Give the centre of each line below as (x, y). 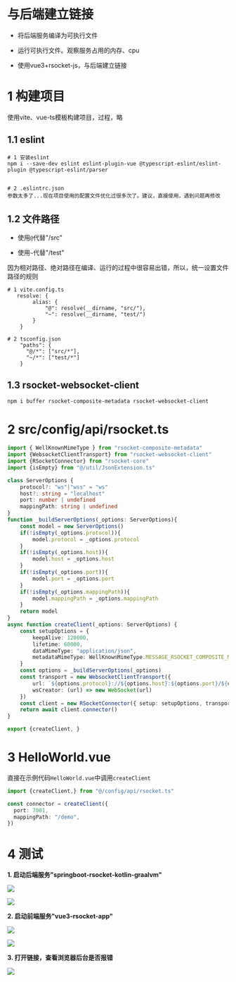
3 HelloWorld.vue (59, 757)
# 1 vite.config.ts (36, 290)
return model (39, 612)
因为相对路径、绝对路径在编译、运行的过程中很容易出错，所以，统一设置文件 (118, 267)
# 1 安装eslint (28, 157)
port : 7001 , (31, 810)
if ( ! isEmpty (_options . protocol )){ (70, 533)
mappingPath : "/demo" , (47, 817)
